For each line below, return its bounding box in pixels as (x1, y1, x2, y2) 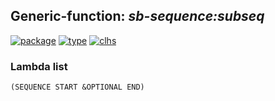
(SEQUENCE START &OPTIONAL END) (10, 82, 145, 93)
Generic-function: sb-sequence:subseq (10, 8, 265, 25)
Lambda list (10, 59, 68, 73)
